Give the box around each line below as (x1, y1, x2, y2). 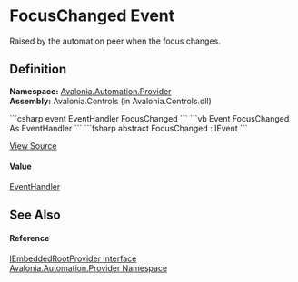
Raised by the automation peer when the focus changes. (9, 35, 221, 46)
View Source (9, 140, 57, 151)
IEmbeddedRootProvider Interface (9, 253, 137, 264)
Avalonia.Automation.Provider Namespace (9, 262, 168, 273)
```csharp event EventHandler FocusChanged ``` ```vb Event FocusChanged (9, 112, 290, 123)
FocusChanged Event (9, 5, 175, 26)
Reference (9, 232, 50, 243)
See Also (9, 208, 61, 223)
